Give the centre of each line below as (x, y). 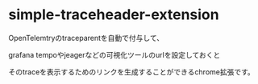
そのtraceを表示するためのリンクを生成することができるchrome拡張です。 (132, 72)
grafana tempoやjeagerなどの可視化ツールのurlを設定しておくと (114, 54)
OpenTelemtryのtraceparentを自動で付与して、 (86, 38)
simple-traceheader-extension (114, 15)
